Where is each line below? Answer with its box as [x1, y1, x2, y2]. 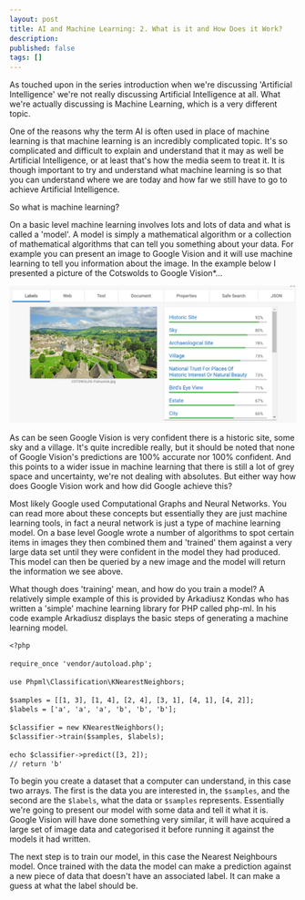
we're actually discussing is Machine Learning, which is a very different [9, 98, 278, 109]
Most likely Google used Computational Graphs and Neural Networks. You [9, 497, 287, 509]
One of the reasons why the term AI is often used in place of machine [9, 126, 270, 137]
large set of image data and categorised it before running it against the [9, 823, 275, 834]
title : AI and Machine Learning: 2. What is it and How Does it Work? [9, 24, 283, 34]
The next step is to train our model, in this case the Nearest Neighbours [9, 851, 278, 862]
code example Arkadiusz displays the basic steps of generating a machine [9, 612, 289, 623]
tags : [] [9, 53, 43, 63]
